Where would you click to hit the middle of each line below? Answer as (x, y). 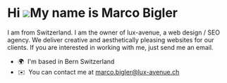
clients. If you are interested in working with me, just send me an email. (110, 47)
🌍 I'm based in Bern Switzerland (66, 61)
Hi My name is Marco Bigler (93, 13)
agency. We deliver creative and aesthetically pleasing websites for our (111, 39)
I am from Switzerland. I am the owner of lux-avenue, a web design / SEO (114, 32)
